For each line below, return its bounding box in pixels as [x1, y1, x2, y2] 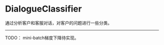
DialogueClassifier [5, 3, 82, 15]
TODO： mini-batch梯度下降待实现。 [5, 35, 79, 41]
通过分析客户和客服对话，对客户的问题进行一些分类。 [5, 20, 112, 26]
